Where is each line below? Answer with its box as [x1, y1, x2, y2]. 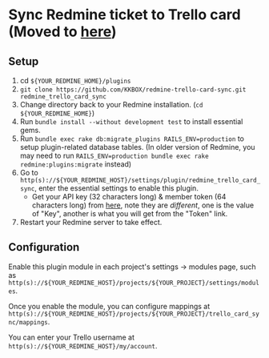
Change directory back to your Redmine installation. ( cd [19, 100, 203, 109]
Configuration [8, 240, 80, 254]
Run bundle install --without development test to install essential [19, 117, 243, 126]
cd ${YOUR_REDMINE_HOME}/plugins [19, 76, 131, 85]
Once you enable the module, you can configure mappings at [8, 301, 211, 311]
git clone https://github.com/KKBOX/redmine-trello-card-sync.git [19, 86, 247, 94]
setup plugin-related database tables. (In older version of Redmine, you [19, 143, 255, 151]
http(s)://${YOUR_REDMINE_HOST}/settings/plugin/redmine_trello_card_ [19, 176, 261, 184]
